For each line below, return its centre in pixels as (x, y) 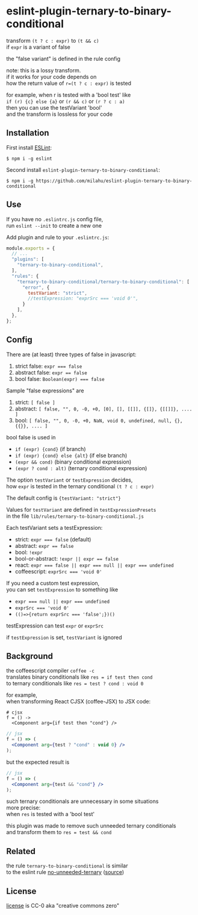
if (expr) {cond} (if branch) (50, 449)
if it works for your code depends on (51, 77)
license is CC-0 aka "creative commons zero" (63, 906)
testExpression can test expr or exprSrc (55, 626)
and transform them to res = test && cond (59, 832)
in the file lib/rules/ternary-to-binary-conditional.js (75, 516)
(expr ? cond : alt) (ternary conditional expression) (81, 468)
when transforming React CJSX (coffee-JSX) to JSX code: (79, 702)
